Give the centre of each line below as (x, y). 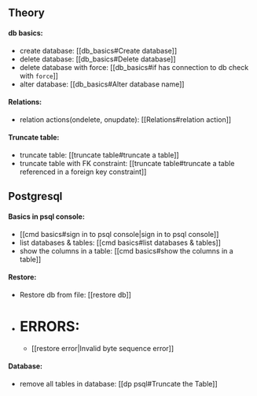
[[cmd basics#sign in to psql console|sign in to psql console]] (119, 234)
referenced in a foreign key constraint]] (83, 172)
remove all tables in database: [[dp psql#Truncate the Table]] (118, 383)
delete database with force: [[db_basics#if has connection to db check (134, 67)
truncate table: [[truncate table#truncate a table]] (99, 155)
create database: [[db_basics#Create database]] (98, 50)
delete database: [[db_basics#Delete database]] (97, 59)
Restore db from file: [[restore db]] (75, 294)
